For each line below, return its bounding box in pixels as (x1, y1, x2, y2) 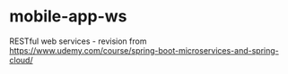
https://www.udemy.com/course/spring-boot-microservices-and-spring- (9, 45, 280, 55)
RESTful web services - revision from (9, 36, 147, 46)
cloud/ (9, 54, 33, 65)
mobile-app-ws (9, 6, 127, 27)
